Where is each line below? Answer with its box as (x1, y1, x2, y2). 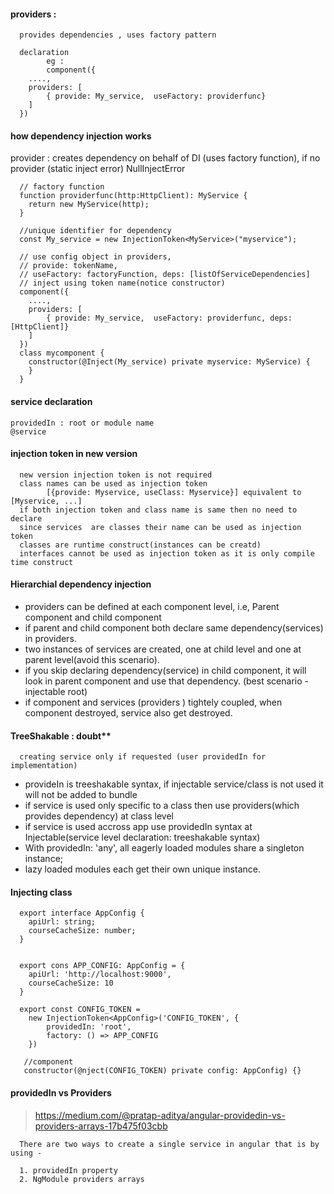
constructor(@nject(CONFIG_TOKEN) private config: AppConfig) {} (23, 1066, 302, 1076)
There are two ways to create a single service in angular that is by (19, 1139, 320, 1149)
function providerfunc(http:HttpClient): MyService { (19, 191, 248, 201)
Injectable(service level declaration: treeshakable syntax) (24, 831, 261, 844)
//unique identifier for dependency (19, 226, 172, 236)
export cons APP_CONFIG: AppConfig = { (19, 961, 186, 971)
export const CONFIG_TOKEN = (19, 1005, 141, 1015)
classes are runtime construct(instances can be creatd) (19, 540, 262, 550)
